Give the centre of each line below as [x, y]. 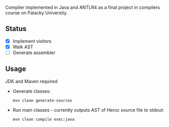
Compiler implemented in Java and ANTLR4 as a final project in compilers [83, 7]
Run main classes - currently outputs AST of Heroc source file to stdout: [88, 110]
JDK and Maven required [31, 81]
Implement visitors [32, 41]
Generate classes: [32, 91]
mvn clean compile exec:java [44, 119]
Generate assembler [34, 53]
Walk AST [23, 47]
